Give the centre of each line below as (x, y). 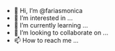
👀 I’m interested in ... (43, 18)
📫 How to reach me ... (46, 40)
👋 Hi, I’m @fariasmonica (48, 11)
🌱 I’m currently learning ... (51, 25)
